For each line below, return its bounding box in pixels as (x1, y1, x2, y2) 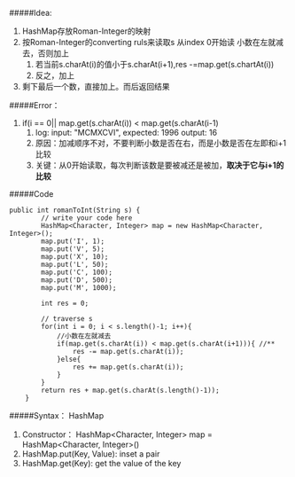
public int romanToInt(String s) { (9, 206, 141, 215)
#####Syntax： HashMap (9, 411, 105, 420)
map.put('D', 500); (41, 276, 113, 285)
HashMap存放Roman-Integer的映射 (21, 26, 151, 36)
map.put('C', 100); (41, 268, 113, 277)
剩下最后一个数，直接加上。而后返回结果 (21, 82, 170, 91)
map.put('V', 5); (41, 245, 105, 254)
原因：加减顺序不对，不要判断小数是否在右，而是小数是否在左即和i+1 (35, 137, 286, 148)
